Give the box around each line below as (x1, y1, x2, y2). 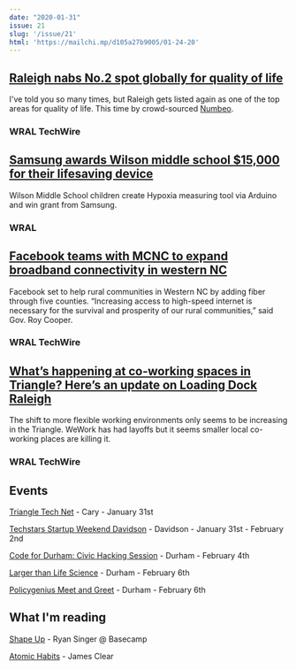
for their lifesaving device (9, 166, 154, 181)
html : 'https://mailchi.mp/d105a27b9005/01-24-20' (9, 37, 200, 47)
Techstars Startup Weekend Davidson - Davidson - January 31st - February (9, 524, 285, 534)
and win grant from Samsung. (9, 199, 118, 210)
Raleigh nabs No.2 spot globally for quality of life (9, 70, 284, 85)
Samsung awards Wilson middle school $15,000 (9, 152, 280, 168)
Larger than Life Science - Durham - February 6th (9, 567, 190, 578)
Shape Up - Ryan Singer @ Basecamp (9, 634, 148, 644)
